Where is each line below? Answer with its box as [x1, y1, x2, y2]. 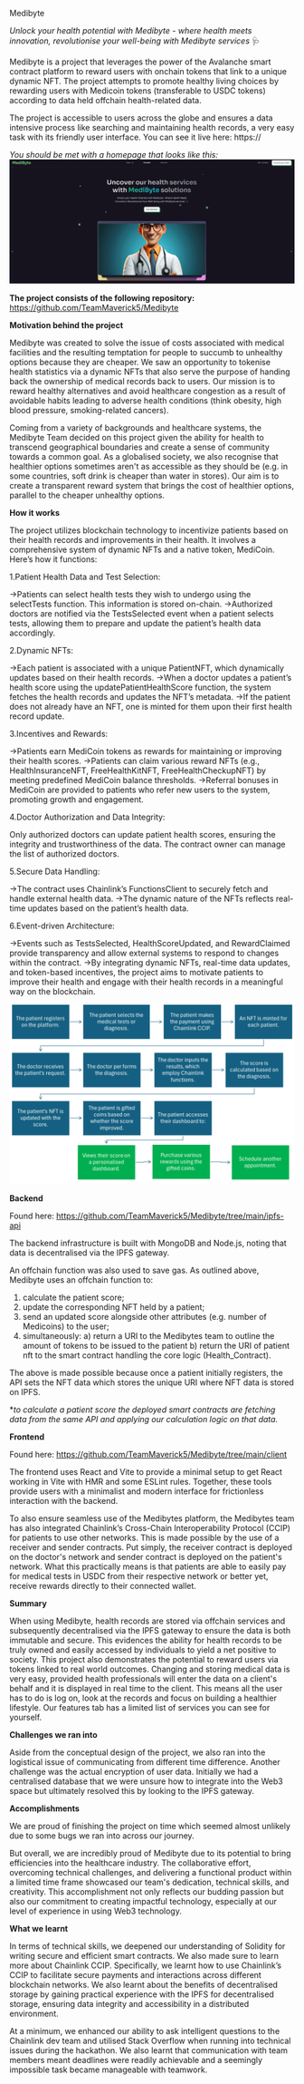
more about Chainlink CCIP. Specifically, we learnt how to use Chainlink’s [9, 1960, 282, 1971]
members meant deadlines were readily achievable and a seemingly [9, 2054, 263, 2065]
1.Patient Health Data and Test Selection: [9, 571, 161, 583]
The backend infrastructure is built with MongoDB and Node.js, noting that [9, 1237, 287, 1248]
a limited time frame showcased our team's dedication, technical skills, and [9, 1876, 290, 1887]
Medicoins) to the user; [22, 1321, 110, 1332]
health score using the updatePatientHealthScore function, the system [9, 682, 271, 693]
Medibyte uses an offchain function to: [9, 1274, 154, 1285]
